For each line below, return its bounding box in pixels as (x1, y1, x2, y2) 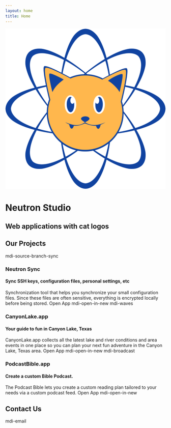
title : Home (5, 13, 31, 19)
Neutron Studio (5, 202, 71, 213)
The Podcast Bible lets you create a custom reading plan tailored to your (5, 384, 157, 390)
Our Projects (5, 239, 46, 248)
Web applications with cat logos (5, 222, 109, 231)
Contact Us (5, 405, 42, 413)
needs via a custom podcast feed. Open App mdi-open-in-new (5, 390, 137, 396)
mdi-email (5, 418, 26, 424)
